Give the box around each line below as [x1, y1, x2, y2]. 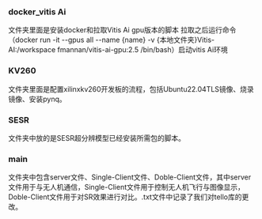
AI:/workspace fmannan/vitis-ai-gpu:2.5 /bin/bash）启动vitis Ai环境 [8, 45, 228, 55]
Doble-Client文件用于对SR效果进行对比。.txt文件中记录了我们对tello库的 [8, 192, 242, 202]
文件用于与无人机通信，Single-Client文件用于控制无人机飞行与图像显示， [8, 183, 245, 192]
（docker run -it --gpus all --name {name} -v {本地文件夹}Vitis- [8, 35, 215, 45]
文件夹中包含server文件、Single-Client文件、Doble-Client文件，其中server [8, 172, 252, 182]
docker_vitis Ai [8, 6, 66, 17]
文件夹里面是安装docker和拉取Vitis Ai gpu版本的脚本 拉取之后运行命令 [8, 25, 237, 35]
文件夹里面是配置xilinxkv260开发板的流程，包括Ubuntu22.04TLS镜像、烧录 [8, 84, 255, 93]
